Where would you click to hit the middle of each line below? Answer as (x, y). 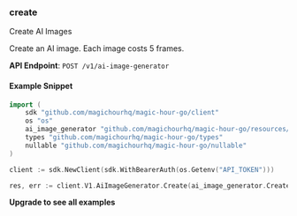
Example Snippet (41, 86)
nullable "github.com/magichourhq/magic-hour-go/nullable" (136, 145)
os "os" (39, 121)
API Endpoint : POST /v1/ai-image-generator (89, 66)
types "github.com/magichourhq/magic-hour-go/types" (124, 138)
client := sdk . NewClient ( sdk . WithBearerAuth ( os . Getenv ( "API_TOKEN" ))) (142, 169)
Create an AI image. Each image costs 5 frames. (97, 48)
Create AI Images (41, 32)
